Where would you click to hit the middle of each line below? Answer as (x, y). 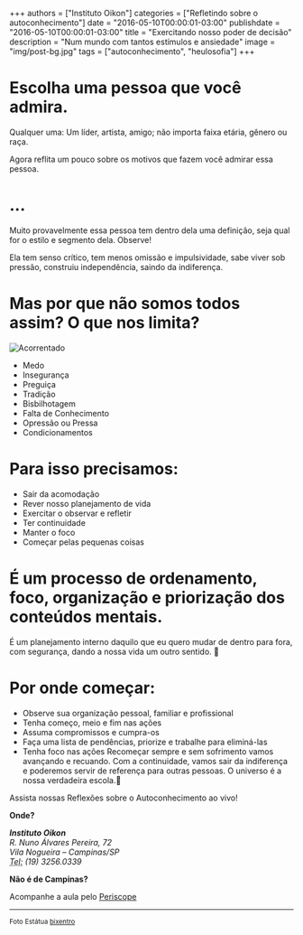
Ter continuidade (54, 522)
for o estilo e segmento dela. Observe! (80, 239)
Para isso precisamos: (94, 469)
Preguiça (39, 384)
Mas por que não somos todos (125, 304)
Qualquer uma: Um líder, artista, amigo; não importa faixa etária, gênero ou (148, 132)
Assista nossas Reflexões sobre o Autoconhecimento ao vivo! (124, 798)
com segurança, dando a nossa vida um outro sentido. (110, 651)
